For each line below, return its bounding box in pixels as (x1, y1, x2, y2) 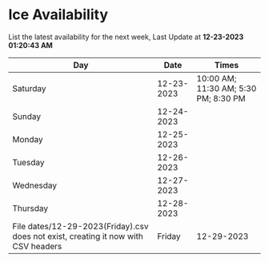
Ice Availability (8, 6, 108, 24)
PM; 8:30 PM (195, 93, 246, 104)
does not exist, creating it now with (12, 230, 144, 241)
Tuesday (12, 157, 45, 168)
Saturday (12, 82, 46, 93)
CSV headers (12, 240, 62, 252)
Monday (12, 133, 44, 145)
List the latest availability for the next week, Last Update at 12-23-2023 (8, 32, 244, 42)
